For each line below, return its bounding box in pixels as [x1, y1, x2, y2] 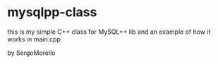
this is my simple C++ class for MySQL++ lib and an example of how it [7, 27, 211, 36]
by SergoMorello [7, 49, 56, 57]
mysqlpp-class [7, 4, 97, 20]
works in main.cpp [7, 34, 61, 43]
